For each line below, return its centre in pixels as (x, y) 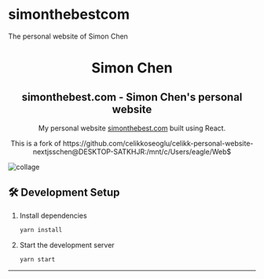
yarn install (41, 229)
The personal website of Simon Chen (68, 36)
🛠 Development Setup (64, 193)
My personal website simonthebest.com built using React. (132, 128)
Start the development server (67, 244)
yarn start (37, 259)
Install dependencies (53, 215)
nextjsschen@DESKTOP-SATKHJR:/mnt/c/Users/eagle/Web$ (132, 152)
